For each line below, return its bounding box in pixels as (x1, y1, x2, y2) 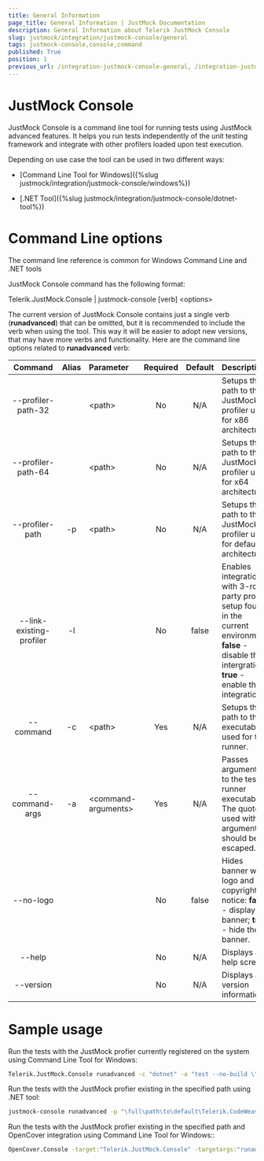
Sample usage (8, 1020, 104, 1038)
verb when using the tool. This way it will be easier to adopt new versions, (8, 326, 247, 335)
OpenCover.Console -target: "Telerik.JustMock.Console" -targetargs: (8, 1146, 237, 1154)
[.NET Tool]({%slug (19, 194, 82, 203)
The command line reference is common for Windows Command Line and (8, 255, 247, 264)
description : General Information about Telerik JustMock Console (8, 26, 230, 34)
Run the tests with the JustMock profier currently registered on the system (8, 1046, 250, 1056)
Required (144, 361, 178, 372)
